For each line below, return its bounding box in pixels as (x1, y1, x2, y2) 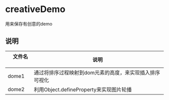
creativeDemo (5, 4, 65, 15)
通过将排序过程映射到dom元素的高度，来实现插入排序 (33, 69, 160, 76)
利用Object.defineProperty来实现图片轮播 (33, 86, 132, 93)
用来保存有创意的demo (5, 21, 53, 27)
